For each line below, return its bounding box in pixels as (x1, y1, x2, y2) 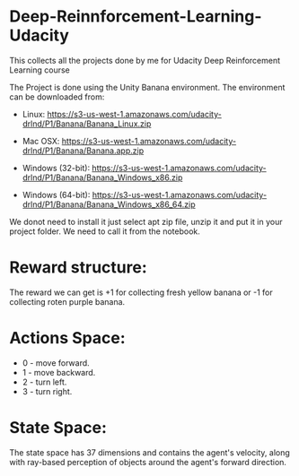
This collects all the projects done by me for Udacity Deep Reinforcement (9, 55, 281, 65)
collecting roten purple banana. (9, 296, 126, 307)
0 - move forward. (22, 357, 90, 368)
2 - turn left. (22, 376, 67, 387)
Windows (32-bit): (22, 162, 91, 173)
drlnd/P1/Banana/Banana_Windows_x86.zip (22, 172, 183, 183)
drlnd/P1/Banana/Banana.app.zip (22, 145, 145, 156)
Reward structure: (9, 257, 148, 278)
